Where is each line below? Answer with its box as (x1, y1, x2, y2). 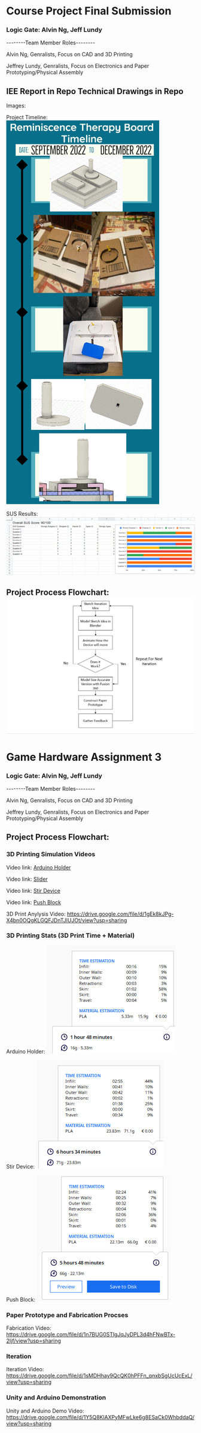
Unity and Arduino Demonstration (6, 1393, 106, 1402)
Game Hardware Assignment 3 (6, 750, 162, 764)
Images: (6, 102, 26, 109)
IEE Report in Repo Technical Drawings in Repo (6, 86, 184, 97)
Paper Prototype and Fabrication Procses (6, 1311, 129, 1319)
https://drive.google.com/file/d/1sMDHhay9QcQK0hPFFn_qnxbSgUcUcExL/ (6, 1372, 193, 1380)
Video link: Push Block (6, 898, 62, 906)
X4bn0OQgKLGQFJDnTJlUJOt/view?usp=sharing (6, 916, 127, 924)
